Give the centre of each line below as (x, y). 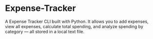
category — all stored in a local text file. (45, 31)
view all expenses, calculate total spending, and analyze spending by (74, 26)
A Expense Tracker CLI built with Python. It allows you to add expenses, (77, 21)
